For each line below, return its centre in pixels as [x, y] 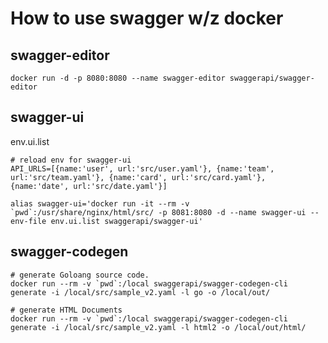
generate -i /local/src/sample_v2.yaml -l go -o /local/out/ [140, 292]
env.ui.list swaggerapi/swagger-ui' [126, 221]
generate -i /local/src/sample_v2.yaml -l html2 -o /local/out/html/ [158, 327]
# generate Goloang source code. [80, 275]
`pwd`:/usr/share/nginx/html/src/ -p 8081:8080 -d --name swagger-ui [158, 212]
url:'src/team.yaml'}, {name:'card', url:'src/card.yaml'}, [138, 177]
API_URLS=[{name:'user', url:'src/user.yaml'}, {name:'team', [142, 168]
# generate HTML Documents [66, 310]
